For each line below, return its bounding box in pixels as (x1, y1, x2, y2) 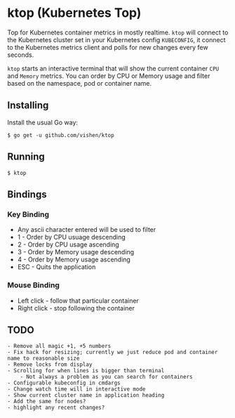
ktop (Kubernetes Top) (7, 5, 142, 21)
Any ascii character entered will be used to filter (17, 226, 156, 234)
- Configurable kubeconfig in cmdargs (7, 379, 121, 387)
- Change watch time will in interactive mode (7, 386, 146, 393)
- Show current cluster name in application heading (7, 392, 165, 399)
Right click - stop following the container (17, 303, 135, 312)
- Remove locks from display (7, 361, 93, 368)
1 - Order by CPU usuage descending (17, 233, 126, 242)
